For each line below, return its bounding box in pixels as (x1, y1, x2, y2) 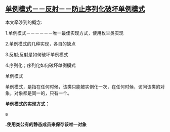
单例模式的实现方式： (5, 101, 50, 107)
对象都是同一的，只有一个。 (14, 90, 72, 96)
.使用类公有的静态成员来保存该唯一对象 (5, 121, 87, 127)
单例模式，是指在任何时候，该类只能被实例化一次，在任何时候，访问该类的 (5, 83, 160, 90)
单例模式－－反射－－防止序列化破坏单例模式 (5, 5, 145, 14)
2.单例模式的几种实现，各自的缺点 (5, 40, 76, 47)
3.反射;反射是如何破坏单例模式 (5, 51, 68, 57)
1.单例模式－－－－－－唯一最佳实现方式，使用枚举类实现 (5, 30, 124, 36)
